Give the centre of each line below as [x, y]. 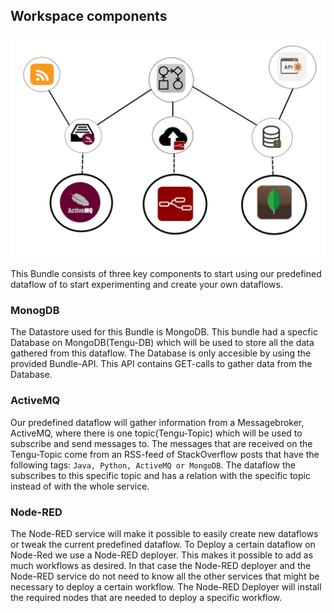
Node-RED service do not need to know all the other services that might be [165, 576]
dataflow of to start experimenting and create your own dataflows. [146, 285]
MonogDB [35, 311]
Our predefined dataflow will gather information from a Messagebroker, [157, 422]
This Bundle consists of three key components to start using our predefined [166, 274]
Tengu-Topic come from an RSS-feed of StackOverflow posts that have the [165, 454]
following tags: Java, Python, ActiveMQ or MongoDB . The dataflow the [153, 465]
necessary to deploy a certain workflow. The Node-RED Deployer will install [166, 587]
